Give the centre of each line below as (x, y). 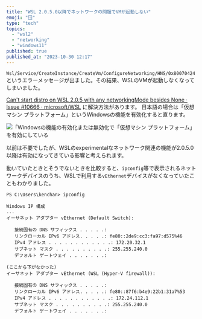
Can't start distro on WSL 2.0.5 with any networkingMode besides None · (97, 100)
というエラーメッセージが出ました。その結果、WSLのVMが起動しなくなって (100, 80)
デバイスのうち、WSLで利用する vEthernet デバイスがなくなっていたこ (108, 175)
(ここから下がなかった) (32, 267)
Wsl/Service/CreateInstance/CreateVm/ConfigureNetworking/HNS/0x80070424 (101, 73)
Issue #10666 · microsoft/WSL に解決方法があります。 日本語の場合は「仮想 (100, 107)
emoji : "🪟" (21, 18)
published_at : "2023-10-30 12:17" (50, 57)
